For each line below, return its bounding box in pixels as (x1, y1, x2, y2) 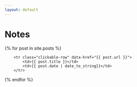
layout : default (4, 7, 38, 12)
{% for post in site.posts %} (4, 45, 62, 51)
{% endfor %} (4, 77, 33, 83)
